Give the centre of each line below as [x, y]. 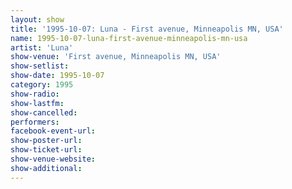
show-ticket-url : [46, 150]
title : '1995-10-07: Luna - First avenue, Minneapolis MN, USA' [147, 29]
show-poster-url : [46, 141]
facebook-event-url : [53, 131]
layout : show [37, 19]
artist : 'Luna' [42, 47]
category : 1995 [42, 85]
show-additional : [46, 168]
